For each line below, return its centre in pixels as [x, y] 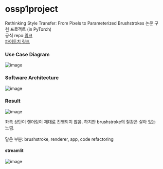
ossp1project [32, 9]
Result [13, 101]
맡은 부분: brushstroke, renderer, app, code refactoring [59, 139]
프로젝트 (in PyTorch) [31, 29]
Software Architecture [32, 78]
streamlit [14, 150]
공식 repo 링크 [19, 35]
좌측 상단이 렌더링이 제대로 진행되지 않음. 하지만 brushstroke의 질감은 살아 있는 [81, 122]
